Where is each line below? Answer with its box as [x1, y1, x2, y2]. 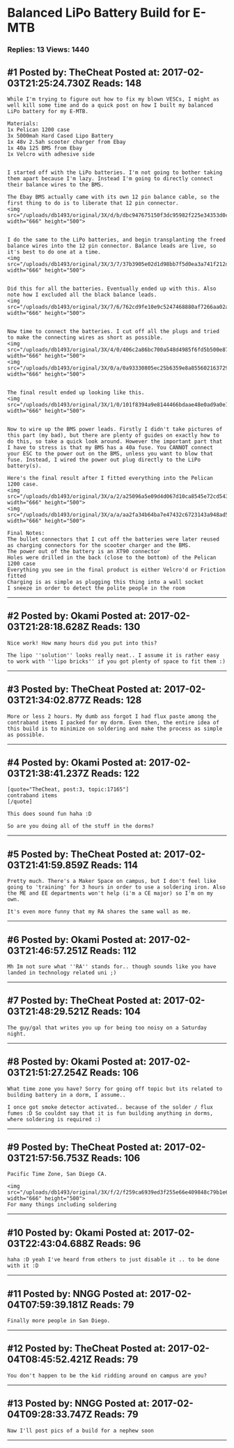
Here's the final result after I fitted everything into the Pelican [7, 474, 214, 481]
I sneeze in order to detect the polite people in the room [7, 585, 186, 592]
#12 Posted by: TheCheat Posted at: [7, 1343, 166, 1354]
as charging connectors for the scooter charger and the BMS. [7, 541, 192, 549]
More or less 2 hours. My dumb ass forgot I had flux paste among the [7, 712, 217, 720]
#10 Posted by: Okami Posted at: [7, 1227, 151, 1238]
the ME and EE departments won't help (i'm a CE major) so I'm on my [7, 890, 214, 897]
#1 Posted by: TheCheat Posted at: [7, 66, 160, 78]
